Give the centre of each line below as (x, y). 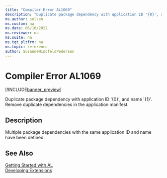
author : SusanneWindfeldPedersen (40, 51)
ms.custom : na (20, 24)
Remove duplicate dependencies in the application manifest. (67, 104)
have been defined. (25, 138)
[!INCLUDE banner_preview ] (34, 89)
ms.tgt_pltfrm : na (24, 42)
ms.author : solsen (24, 19)
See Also (19, 153)
